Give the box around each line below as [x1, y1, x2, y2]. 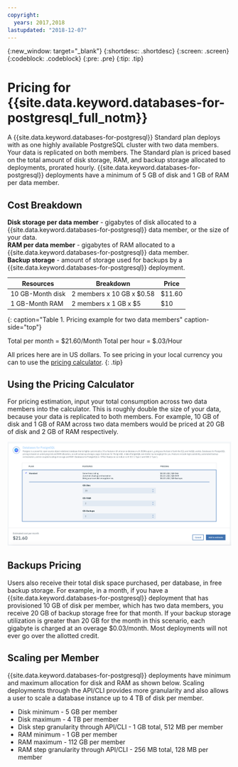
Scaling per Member [7, 652, 99, 665]
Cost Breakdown [7, 199, 83, 211]
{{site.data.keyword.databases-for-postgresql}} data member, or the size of [7, 226, 229, 234]
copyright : [7, 11, 40, 18]
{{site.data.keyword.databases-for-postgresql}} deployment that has [7, 593, 209, 602]
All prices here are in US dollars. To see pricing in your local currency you [7, 350, 222, 359]
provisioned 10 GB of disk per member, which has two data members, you [7, 601, 224, 610]
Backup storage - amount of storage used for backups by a [7, 256, 183, 265]
